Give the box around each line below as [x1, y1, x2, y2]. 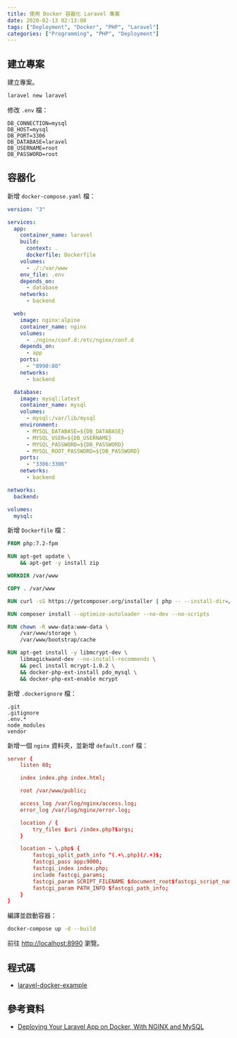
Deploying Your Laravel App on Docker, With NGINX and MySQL [17, 1022, 205, 1031]
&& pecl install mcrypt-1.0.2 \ [20, 662, 115, 669]
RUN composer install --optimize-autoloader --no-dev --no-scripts [7, 610, 210, 618]
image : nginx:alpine [20, 316, 80, 323]
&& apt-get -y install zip [20, 559, 99, 567]
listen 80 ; [20, 762, 52, 769]
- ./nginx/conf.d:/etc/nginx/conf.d [25, 336, 134, 343]
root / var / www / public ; [20, 787, 87, 794]
